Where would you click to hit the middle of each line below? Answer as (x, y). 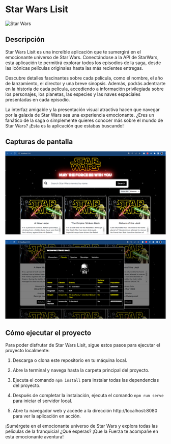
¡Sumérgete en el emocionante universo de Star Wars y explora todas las (82, 426)
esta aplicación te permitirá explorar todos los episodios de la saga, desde (83, 63)
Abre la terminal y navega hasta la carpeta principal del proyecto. (81, 370)
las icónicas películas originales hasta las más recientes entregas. (74, 68)
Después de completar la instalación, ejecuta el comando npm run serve (88, 396)
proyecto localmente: (27, 351)
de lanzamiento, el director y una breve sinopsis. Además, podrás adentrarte (85, 83)
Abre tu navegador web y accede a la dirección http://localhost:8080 (85, 411)
